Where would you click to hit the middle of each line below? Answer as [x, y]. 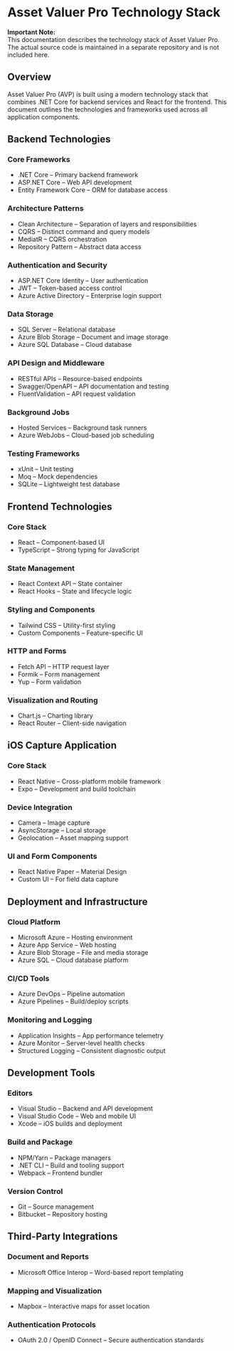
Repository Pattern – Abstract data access [79, 247]
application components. [44, 117]
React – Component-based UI [61, 542]
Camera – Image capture [54, 823]
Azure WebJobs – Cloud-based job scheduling [86, 435]
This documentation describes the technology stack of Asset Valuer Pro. [114, 39]
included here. [28, 55]
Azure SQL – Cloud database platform [73, 960]
